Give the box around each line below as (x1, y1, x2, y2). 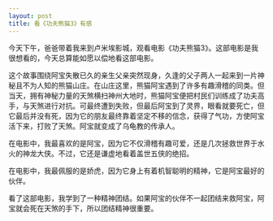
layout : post (8, 11, 53, 20)
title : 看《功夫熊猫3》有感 (8, 19, 93, 28)
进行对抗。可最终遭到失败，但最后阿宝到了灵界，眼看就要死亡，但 (43, 101, 265, 110)
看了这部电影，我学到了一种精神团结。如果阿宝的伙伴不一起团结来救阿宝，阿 (8, 193, 265, 203)
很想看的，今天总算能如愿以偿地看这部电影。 (8, 53, 158, 63)
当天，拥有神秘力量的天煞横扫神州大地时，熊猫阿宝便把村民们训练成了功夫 (8, 90, 258, 100)
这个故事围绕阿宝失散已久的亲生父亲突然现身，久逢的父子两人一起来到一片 (8, 70, 258, 80)
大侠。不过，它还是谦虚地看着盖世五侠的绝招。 (36, 148, 193, 158)
